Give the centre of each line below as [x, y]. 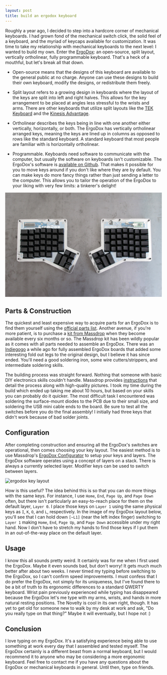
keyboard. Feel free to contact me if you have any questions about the [77, 662]
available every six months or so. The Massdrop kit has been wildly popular [82, 338]
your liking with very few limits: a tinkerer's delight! [64, 185]
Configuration [27, 433]
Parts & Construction [38, 311]
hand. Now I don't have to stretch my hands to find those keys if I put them [82, 527]
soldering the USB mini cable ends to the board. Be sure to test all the [76, 406]
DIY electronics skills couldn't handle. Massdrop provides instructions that [81, 380]
